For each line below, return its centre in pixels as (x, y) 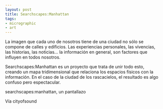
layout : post (18, 10)
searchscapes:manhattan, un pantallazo (45, 92)
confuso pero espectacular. (33, 82)
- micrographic (21, 23)
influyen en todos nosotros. (33, 57)
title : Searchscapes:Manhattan (37, 14)
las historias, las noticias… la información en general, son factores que (76, 52)
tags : (11, 19)
